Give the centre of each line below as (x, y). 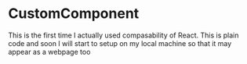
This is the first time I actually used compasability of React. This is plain (123, 35)
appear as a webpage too (49, 52)
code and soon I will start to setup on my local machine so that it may (120, 43)
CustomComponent (74, 14)
